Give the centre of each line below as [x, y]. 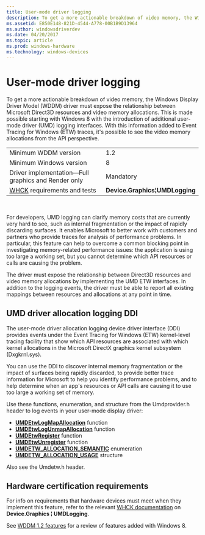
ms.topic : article [30, 40]
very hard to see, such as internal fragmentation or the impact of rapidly [97, 224]
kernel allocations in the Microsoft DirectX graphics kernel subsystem [94, 347]
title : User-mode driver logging [49, 12]
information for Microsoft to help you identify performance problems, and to [102, 379]
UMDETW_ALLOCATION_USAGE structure [69, 455]
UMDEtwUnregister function [52, 442]
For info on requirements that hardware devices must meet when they [94, 501]
